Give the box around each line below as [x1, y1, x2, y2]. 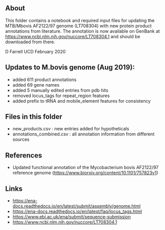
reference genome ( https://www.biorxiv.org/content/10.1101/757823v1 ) [12, 170, 158, 176]
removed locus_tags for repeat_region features [12, 93, 110, 99]
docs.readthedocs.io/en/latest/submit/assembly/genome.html [12, 203, 141, 209]
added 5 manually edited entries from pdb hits [12, 87, 109, 93]
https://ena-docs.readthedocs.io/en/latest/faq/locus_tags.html [12, 208, 142, 214]
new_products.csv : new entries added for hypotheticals [12, 126, 129, 132]
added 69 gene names [12, 82, 59, 88]
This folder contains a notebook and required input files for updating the [5, 17, 155, 23]
